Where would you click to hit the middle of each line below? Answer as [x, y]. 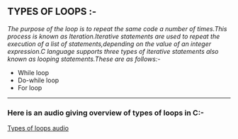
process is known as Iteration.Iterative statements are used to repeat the [114, 36]
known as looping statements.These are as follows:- [84, 59]
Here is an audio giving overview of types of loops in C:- [106, 113]
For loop [30, 87]
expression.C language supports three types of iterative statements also [113, 51]
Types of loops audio [38, 128]
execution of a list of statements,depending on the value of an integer [109, 44]
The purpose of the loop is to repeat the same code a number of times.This [117, 28]
